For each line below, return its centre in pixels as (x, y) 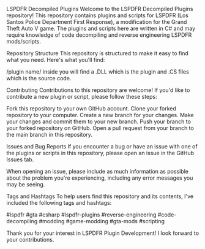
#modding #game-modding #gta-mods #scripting (102, 221)
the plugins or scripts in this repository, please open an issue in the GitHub (100, 153)
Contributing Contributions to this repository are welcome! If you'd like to (98, 90)
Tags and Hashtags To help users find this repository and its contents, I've (100, 196)
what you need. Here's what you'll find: (56, 60)
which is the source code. (39, 78)
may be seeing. (26, 184)
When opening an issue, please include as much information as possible (97, 171)
